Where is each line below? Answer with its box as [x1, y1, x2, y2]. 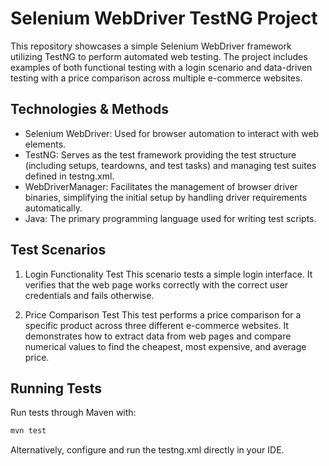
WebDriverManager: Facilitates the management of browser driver [24, 180, 298, 192]
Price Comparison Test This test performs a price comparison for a [24, 308, 302, 321]
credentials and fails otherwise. [24, 289, 155, 301]
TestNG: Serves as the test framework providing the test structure [24, 148, 297, 161]
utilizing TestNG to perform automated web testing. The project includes [10, 50, 308, 62]
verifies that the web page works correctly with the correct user [24, 278, 289, 291]
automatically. [24, 202, 83, 214]
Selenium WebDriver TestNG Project [10, 7, 318, 30]
